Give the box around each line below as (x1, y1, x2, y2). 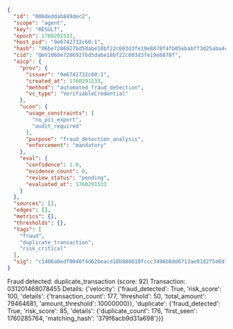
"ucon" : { (19, 103, 49, 110)
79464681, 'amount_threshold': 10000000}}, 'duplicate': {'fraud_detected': (7, 299, 221, 307)
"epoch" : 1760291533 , (13, 32, 76, 40)
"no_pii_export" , (32, 116, 82, 123)
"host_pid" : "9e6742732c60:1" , (13, 39, 104, 46)
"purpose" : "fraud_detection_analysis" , (25, 135, 144, 142)
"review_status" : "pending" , (25, 174, 110, 181)
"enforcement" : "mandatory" (25, 142, 107, 149)
